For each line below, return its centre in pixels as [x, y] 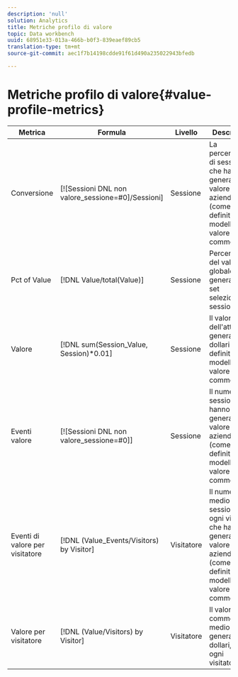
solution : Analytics [38, 21]
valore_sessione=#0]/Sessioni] [112, 197]
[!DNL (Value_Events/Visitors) [109, 540]
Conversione [32, 193]
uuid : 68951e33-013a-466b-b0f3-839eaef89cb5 [74, 40]
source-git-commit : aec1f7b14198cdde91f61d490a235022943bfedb [101, 54]
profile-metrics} [56, 110]
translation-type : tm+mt [44, 47]
